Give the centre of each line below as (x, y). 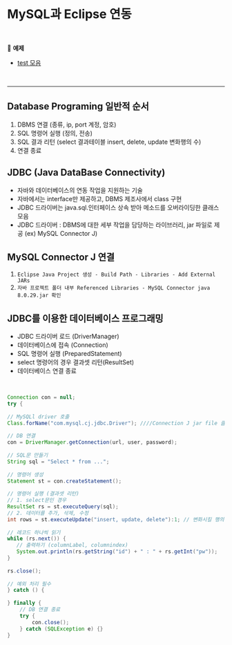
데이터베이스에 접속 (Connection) (62, 345)
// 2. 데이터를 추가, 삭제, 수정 (48, 513)
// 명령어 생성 (25, 474)
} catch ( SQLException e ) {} (61, 629)
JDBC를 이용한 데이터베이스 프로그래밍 (85, 318)
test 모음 (29, 62)
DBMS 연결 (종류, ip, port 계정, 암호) (67, 124)
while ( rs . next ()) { (37, 539)
